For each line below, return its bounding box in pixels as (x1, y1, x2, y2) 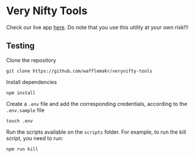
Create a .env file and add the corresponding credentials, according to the (6, 100, 188, 107)
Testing (6, 41, 35, 51)
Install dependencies (6, 78, 58, 85)
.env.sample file (6, 107, 44, 114)
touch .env (6, 118, 33, 124)
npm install (6, 90, 36, 96)
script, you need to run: (6, 134, 63, 141)
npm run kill (6, 146, 39, 152)
